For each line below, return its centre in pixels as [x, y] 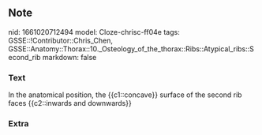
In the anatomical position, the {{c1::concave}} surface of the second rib [125, 95]
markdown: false [69, 57]
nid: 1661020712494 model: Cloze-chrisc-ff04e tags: [94, 32]
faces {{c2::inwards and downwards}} [70, 103]
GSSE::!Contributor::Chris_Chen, [60, 40]
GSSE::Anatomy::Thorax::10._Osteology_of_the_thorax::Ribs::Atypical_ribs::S [131, 49]
